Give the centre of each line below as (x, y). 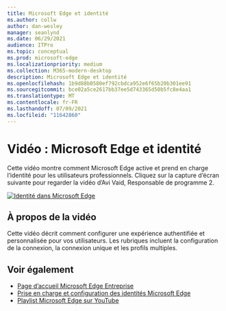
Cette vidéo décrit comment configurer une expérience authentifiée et (106, 234)
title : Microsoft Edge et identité (58, 13)
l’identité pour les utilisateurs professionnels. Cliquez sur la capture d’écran (113, 175)
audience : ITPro (30, 45)
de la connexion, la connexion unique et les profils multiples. (92, 248)
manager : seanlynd (33, 32)
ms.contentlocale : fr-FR (42, 103)
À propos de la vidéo (52, 217)
